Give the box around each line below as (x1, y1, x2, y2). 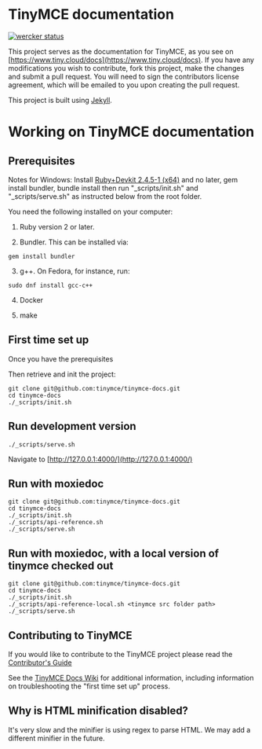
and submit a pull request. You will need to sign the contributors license (8, 72, 239, 81)
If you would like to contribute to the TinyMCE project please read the (8, 650, 233, 659)
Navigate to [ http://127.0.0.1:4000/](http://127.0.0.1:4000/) (8, 454, 193, 464)
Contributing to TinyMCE (8, 629, 133, 642)
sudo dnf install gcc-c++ (8, 281, 93, 289)
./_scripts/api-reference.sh (8, 519, 104, 527)
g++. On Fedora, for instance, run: (19, 266, 130, 276)
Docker (19, 295, 44, 304)
